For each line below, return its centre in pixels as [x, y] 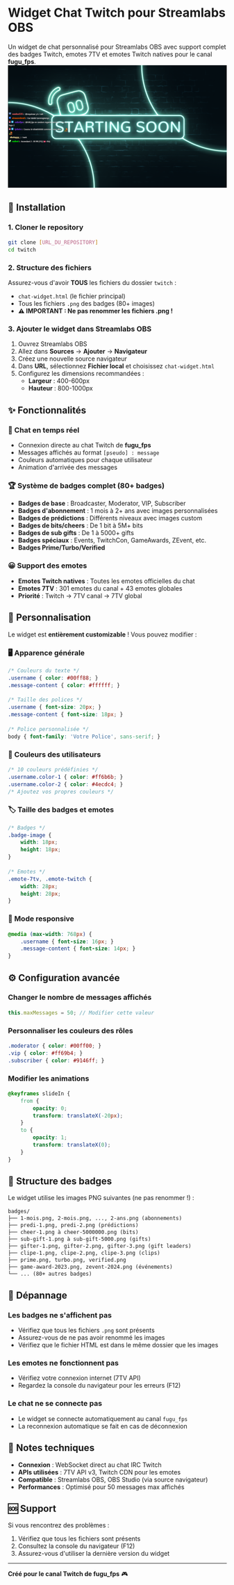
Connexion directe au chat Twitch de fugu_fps [84, 445]
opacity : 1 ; [50, 1138]
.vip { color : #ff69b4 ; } [45, 1053]
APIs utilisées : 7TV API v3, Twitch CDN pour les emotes [99, 1472]
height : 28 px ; [41, 894]
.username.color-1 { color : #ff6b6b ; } [66, 777]
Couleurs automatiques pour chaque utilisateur [85, 460]
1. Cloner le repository [46, 227]
